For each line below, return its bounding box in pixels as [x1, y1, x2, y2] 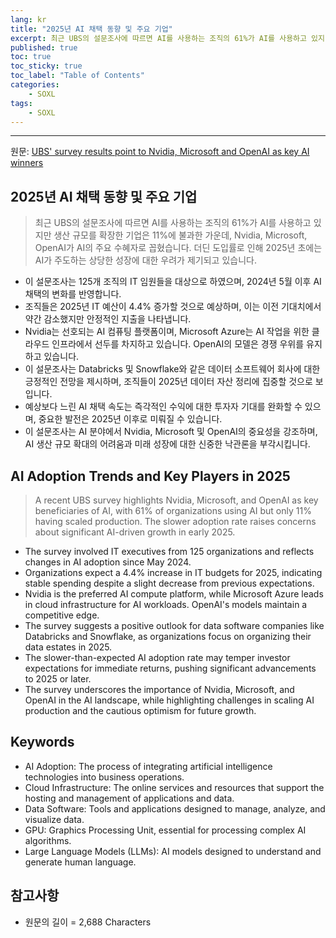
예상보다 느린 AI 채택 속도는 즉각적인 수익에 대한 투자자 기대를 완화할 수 [24, 401, 303, 413]
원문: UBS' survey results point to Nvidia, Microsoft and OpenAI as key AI [10, 146, 310, 158]
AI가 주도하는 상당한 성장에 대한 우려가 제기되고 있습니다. [34, 254, 257, 266]
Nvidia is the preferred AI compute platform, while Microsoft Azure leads [24, 588, 324, 600]
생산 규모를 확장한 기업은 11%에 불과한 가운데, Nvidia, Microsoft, [53, 229, 308, 241]
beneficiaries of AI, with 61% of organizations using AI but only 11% [34, 505, 312, 516]
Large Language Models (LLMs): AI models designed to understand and [24, 845, 322, 857]
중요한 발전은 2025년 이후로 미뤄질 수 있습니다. [38, 413, 223, 425]
